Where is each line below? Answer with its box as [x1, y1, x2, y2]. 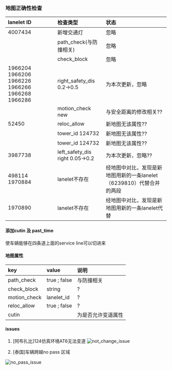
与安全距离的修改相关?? [105, 109, 163, 116]
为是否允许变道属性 [77, 311, 124, 318]
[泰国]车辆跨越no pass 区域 [12, 348, 70, 355]
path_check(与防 [57, 38, 98, 46]
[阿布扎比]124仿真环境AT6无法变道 [12, 338, 86, 344]
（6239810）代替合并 [105, 179, 160, 187]
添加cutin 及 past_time [5, 227, 54, 234]
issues [5, 326, 20, 332]
